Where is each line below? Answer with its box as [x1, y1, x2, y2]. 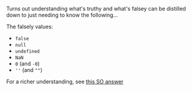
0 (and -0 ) [14, 60, 40, 67]
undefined [14, 48, 40, 54]
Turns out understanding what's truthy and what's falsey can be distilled [6, 5, 186, 12]
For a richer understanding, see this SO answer [6, 78, 124, 85]
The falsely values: [6, 23, 53, 30]
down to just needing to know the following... [6, 11, 118, 19]
